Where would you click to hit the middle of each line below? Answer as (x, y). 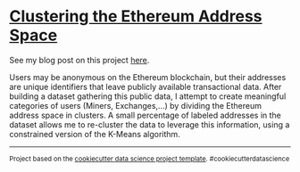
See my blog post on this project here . (79, 60)
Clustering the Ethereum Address (136, 16)
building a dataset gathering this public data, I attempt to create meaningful (148, 96)
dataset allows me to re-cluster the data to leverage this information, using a (150, 124)
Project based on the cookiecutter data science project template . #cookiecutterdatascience (150, 159)
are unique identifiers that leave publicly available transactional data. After (146, 86)
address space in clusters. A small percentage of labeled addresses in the (145, 115)
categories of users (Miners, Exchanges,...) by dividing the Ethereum (135, 105)
